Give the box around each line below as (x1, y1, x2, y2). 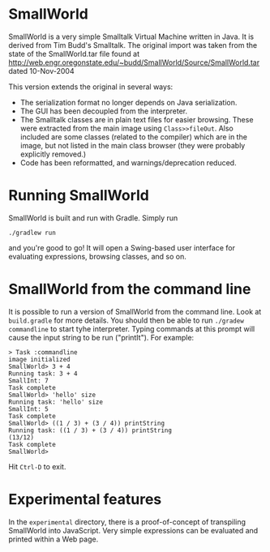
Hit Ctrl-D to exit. (8, 461, 66, 471)
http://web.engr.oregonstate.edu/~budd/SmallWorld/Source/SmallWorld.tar (8, 58, 260, 67)
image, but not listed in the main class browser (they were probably (19, 140, 246, 150)
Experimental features (8, 490, 162, 508)
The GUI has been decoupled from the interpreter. (19, 106, 188, 116)
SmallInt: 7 (8, 376, 49, 385)
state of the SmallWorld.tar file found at (8, 49, 140, 58)
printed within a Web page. (8, 534, 99, 544)
